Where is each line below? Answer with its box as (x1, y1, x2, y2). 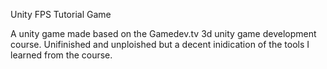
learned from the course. (10, 49, 113, 61)
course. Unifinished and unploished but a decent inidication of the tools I (10, 39, 310, 50)
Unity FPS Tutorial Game (10, 9, 112, 20)
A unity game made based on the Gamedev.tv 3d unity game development (10, 28, 317, 39)
